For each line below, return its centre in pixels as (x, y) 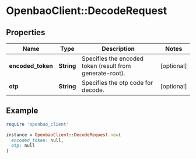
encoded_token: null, (38, 140)
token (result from (106, 66)
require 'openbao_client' (37, 124)
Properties (26, 32)
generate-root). (103, 73)
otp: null (23, 146)
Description (118, 49)
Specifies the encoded (113, 58)
